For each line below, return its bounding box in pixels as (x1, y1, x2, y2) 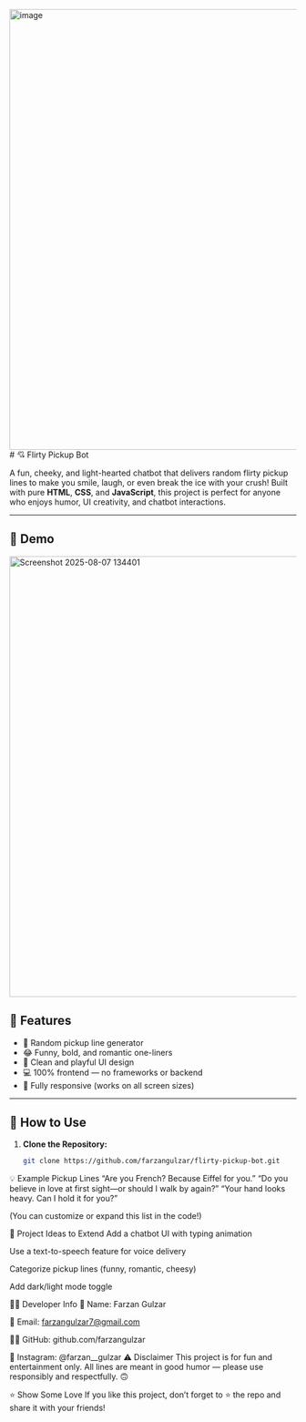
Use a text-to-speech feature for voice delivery (9, 1246, 187, 1257)
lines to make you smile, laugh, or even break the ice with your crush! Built (9, 477, 289, 487)
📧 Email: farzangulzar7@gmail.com (9, 1316, 141, 1327)
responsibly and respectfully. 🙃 (9, 1371, 129, 1382)
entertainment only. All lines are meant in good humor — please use (9, 1362, 264, 1373)
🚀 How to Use (9, 1115, 87, 1130)
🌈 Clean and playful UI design (22, 1057, 135, 1068)
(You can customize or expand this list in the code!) (9, 1211, 202, 1222)
